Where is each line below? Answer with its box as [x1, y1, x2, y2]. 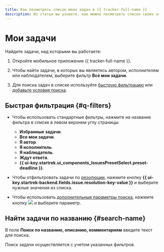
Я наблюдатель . [19, 149, 54, 156]
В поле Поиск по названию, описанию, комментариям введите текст [5, 227, 153, 233]
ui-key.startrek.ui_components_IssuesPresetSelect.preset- [24, 160, 148, 166]
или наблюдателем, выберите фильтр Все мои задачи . [12, 72, 128, 78]
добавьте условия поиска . [12, 87, 67, 93]
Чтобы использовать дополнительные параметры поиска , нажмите [12, 194, 154, 200]
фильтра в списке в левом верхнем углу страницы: [12, 120, 120, 126]
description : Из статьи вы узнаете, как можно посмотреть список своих [5, 12, 154, 17]
